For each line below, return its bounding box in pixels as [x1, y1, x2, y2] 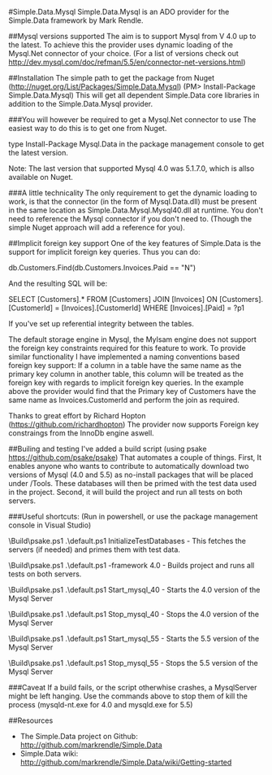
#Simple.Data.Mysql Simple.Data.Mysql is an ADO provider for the [8, 7, 230, 16]
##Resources [8, 716, 54, 725]
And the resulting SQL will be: [8, 278, 108, 288]
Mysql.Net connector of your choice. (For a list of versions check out [8, 49, 240, 58]
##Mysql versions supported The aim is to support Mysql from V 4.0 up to [8, 32, 257, 41]
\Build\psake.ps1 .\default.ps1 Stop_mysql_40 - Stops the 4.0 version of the [8, 610, 260, 619]
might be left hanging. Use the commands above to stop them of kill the [8, 691, 248, 701]
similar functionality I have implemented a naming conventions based [8, 352, 240, 361]
